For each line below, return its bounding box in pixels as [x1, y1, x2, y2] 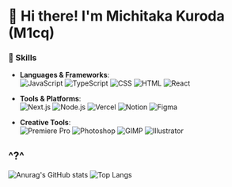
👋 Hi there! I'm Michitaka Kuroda [8, 7, 225, 25]
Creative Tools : [19, 118, 71, 128]
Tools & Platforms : [19, 94, 82, 104]
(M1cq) [8, 24, 55, 42]
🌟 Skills [8, 52, 37, 63]
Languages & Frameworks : [19, 71, 110, 80]
